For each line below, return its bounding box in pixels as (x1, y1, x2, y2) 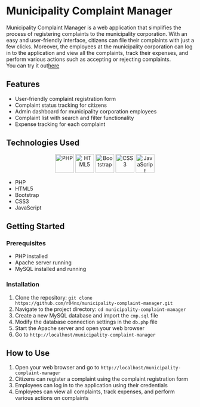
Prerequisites (6, 239, 46, 247)
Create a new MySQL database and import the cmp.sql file (14, 312, 158, 319)
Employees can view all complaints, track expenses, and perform (14, 388, 175, 395)
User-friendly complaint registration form (14, 95, 116, 102)
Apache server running (14, 259, 72, 266)
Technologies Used (6, 138, 79, 148)
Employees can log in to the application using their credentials (14, 382, 168, 389)
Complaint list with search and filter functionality (14, 114, 134, 121)
